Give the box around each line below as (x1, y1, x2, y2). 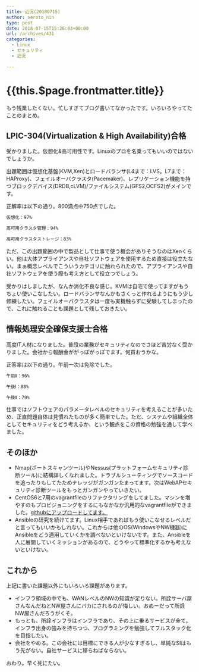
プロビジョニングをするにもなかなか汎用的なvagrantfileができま (35, 501, 192, 509)
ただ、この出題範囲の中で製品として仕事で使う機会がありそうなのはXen (6, 248, 182, 255)
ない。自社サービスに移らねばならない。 (30, 647, 129, 654)
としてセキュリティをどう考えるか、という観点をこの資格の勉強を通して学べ (6, 421, 193, 428)
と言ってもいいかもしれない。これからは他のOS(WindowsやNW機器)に (14, 524, 188, 531)
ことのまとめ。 (6, 111, 43, 119)
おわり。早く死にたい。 (6, 660, 64, 667)
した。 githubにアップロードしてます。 (14, 509, 108, 516)
